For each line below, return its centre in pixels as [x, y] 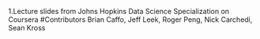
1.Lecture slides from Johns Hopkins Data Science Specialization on [119, 11]
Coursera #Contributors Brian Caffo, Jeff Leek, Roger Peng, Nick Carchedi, [130, 19]
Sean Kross [27, 28]
